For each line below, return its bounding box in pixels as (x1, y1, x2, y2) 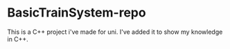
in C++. (7, 35, 29, 43)
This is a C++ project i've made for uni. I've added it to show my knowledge (7, 28, 223, 36)
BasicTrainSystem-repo (7, 5, 147, 21)
